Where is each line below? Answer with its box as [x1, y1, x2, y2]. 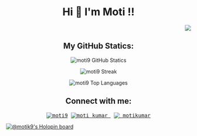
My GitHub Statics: [63, 41, 134, 51]
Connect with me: [65, 96, 132, 106]
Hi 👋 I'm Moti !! [62, 5, 135, 19]
